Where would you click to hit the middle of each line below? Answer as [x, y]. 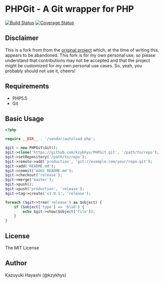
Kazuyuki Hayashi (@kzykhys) [36, 275]
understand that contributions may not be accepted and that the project [78, 60]
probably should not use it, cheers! [40, 71]
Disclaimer [22, 38]
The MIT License [22, 248]
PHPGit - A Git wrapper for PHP [69, 9]
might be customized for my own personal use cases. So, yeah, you [74, 65]
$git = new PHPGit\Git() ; [31, 148]
